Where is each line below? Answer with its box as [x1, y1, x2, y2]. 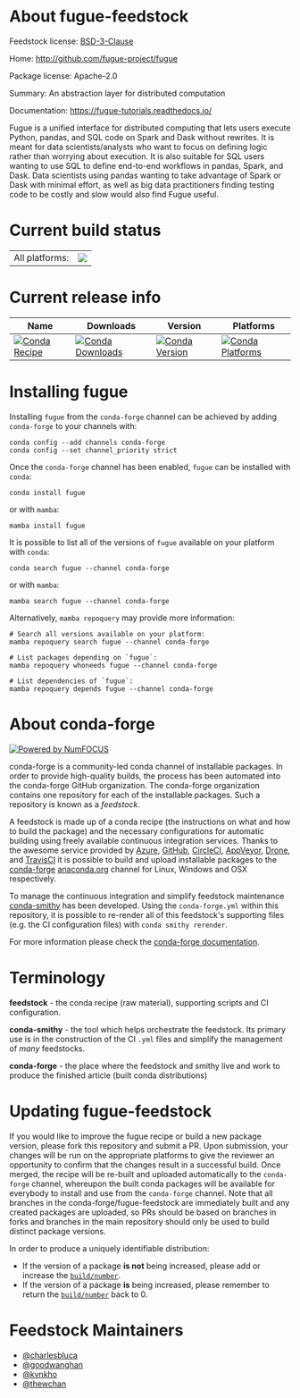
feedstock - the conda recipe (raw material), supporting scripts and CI [9, 997, 270, 1007]
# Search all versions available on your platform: [9, 629, 205, 638]
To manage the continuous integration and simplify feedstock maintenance [9, 890, 285, 901]
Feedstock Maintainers [9, 1320, 184, 1340]
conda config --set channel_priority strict [9, 445, 178, 455]
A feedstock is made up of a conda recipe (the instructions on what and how [9, 816, 291, 827]
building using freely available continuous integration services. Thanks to [9, 835, 279, 846]
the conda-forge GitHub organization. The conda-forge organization [9, 779, 261, 790]
